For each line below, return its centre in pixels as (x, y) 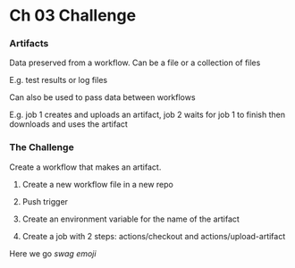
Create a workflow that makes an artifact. (85, 167)
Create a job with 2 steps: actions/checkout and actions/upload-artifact (154, 236)
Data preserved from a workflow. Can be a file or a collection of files (135, 63)
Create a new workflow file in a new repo (98, 184)
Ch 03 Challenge (73, 16)
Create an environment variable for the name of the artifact (131, 219)
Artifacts (29, 44)
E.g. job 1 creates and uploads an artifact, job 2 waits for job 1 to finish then (147, 115)
